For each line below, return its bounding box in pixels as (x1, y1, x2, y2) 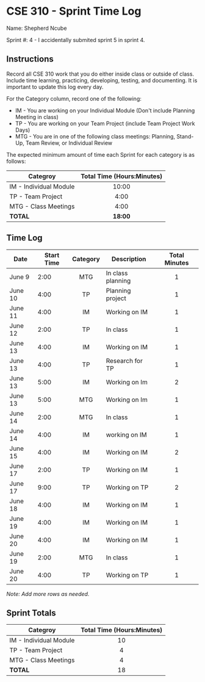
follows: (6, 157, 26, 165)
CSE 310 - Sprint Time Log (6, 4, 142, 18)
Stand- (176, 132, 194, 140)
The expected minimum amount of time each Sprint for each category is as (6, 151, 195, 158)
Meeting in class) (15, 113, 59, 120)
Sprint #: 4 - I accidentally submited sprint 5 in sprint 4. (6, 36, 145, 43)
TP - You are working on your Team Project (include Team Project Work (15, 120, 195, 127)
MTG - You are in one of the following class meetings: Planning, (15, 132, 176, 140)
